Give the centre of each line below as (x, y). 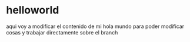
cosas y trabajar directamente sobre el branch (62, 32)
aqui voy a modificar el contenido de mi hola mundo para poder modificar (95, 26)
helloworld (33, 10)
